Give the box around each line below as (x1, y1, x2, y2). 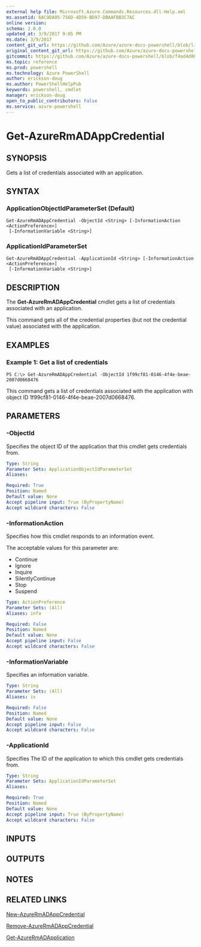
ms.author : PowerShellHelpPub (6, 81, 82, 87)
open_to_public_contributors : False (6, 98, 98, 104)
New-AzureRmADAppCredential (6, 910, 85, 918)
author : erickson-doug (6, 75, 63, 81)
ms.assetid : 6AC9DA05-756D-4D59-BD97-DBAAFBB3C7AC (6, 14, 135, 20)
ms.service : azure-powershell (6, 103, 82, 110)
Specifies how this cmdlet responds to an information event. (6, 533, 154, 540)
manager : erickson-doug (6, 92, 66, 98)
